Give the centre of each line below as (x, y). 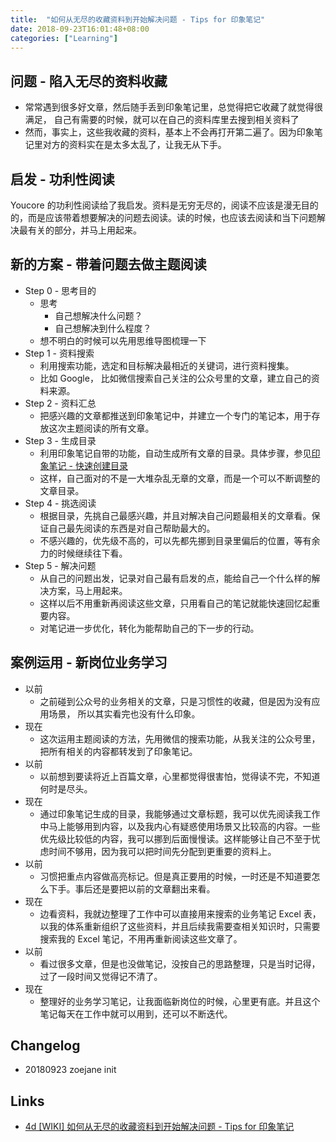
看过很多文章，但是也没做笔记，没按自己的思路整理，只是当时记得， (180, 963)
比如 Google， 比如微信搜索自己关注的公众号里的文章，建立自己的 (175, 378)
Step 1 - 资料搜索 (59, 353)
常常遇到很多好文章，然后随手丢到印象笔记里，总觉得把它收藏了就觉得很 (173, 107)
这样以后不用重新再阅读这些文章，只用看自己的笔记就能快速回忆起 (175, 603)
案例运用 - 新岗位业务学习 (89, 662)
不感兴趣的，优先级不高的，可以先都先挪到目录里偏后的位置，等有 (175, 540)
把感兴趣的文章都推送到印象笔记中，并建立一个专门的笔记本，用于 (175, 415)
